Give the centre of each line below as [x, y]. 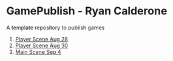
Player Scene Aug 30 [42, 45]
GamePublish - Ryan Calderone [87, 11]
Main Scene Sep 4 [38, 51]
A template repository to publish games [56, 28]
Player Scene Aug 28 [41, 39]
